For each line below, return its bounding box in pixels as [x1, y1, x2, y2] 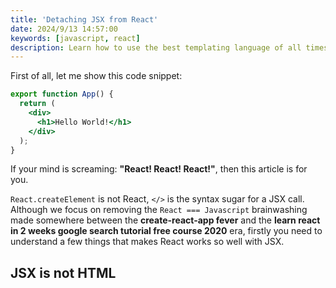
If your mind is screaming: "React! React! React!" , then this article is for [10, 163, 308, 175]
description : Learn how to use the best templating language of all [10, 42, 302, 53]
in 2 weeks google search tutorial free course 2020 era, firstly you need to [10, 225, 323, 237]
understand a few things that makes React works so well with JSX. [10, 236, 285, 248]
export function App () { [10, 89, 114, 100]
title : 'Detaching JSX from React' [10, 14, 159, 25]
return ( [19, 99, 56, 109]
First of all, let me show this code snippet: [10, 70, 183, 82]
